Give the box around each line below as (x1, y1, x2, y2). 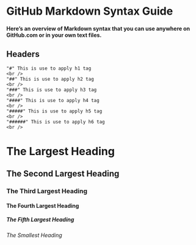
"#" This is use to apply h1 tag (6, 65, 92, 71)
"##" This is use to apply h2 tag (6, 76, 95, 82)
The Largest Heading (6, 144, 115, 158)
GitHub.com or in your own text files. (6, 31, 102, 38)
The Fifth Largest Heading (6, 216, 74, 224)
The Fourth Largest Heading (6, 202, 79, 209)
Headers (6, 49, 40, 59)
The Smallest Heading (6, 231, 62, 239)
